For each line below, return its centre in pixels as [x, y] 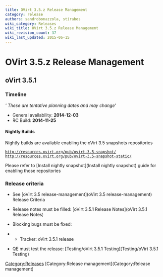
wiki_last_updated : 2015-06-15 [37, 38]
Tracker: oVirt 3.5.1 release [47, 239]
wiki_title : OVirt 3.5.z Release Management [52, 28]
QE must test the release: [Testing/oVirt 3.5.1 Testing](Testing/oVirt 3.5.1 [85, 249]
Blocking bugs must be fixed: [42, 224]
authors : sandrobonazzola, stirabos [43, 19]
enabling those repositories [33, 171]
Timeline [16, 94]
